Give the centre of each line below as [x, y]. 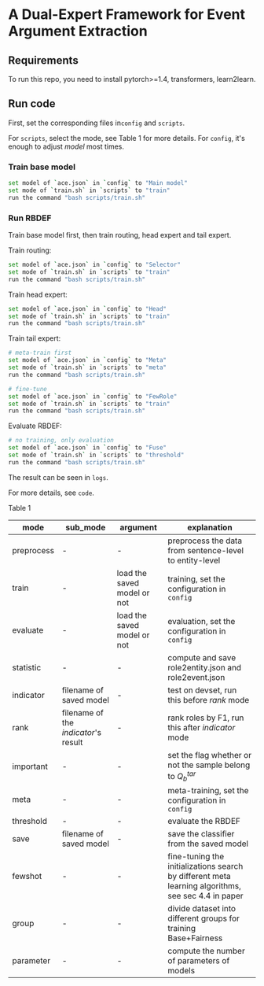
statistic [27, 667]
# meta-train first [40, 353]
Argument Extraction [78, 31]
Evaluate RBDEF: [35, 426]
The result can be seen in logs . [58, 477]
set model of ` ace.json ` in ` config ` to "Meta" [88, 360]
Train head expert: [38, 294]
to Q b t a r [182, 776]
